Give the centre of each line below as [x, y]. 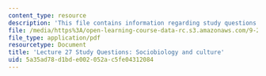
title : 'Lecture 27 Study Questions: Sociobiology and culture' [116, 52]
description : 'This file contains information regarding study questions [133, 23]
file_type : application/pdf [55, 38]
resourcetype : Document [47, 45]
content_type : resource [47, 15]
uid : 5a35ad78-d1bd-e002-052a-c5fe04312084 [81, 60]
